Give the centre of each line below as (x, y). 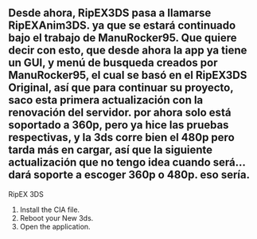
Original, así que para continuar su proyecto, (121, 88)
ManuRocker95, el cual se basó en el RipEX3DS (128, 75)
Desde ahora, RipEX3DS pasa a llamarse (110, 13)
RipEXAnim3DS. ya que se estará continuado (122, 26)
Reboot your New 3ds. (56, 217)
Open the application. (55, 226)
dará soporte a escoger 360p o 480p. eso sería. (129, 175)
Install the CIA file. (50, 210)
